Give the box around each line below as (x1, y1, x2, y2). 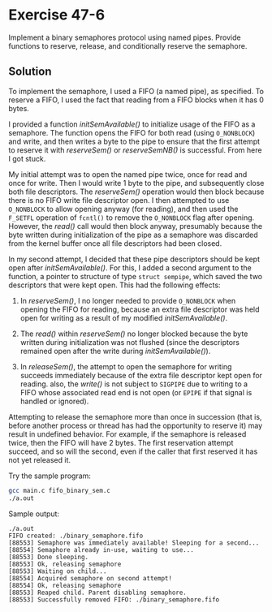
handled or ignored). (19, 396, 89, 406)
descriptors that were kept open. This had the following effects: (8, 280, 221, 290)
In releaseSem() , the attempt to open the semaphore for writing (19, 361, 232, 371)
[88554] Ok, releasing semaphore (8, 581, 122, 589)
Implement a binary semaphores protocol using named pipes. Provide (8, 32, 241, 42)
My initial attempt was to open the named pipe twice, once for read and (8, 169, 248, 179)
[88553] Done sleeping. (8, 553, 89, 561)
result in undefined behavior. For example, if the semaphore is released (8, 429, 247, 439)
